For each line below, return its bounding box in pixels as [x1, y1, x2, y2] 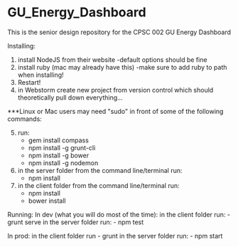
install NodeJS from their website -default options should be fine [17, 55, 207, 64]
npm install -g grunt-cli [28, 143, 96, 152]
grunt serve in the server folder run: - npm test [7, 218, 144, 226]
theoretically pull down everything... [17, 93, 123, 102]
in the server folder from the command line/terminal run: [17, 166, 183, 174]
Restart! [17, 78, 41, 86]
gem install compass [28, 136, 89, 144]
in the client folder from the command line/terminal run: [17, 181, 180, 189]
